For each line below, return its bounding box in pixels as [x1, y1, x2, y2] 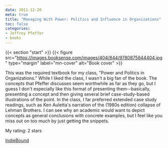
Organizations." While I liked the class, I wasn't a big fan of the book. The [5, 75, 157, 81]
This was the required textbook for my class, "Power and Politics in [5, 69, 145, 76]
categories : [5, 26, 30, 31]
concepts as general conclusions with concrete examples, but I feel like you [5, 112, 163, 118]
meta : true [5, 12, 28, 17]
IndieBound [5, 137, 29, 143]
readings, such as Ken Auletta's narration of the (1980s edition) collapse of [5, 102, 161, 108]
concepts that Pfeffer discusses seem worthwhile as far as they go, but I [5, 80, 156, 86]
